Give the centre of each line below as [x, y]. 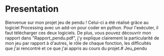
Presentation [32, 9]
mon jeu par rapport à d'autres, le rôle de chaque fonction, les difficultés [78, 43]
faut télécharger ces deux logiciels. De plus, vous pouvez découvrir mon [78, 33]
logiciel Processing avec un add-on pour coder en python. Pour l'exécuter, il [82, 27]
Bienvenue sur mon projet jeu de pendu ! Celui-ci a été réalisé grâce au [77, 22]
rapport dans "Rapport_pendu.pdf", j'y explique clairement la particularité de [82, 38]
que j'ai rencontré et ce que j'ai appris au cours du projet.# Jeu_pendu [76, 48]
